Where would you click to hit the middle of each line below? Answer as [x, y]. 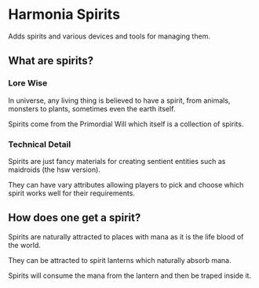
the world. [25, 245]
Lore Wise [28, 83]
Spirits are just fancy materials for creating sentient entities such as [117, 161]
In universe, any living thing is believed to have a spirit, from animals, [119, 100]
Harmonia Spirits [64, 15]
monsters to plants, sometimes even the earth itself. [92, 108]
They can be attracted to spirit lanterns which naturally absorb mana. [120, 260]
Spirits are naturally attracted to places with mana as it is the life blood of [126, 236]
